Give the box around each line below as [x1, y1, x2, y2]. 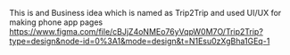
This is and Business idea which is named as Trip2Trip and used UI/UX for [9, 8, 282, 18]
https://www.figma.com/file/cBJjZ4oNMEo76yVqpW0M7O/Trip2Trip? [9, 27, 263, 36]
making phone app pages [9, 17, 104, 27]
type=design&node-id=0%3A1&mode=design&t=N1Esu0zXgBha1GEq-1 [9, 35, 270, 46]
